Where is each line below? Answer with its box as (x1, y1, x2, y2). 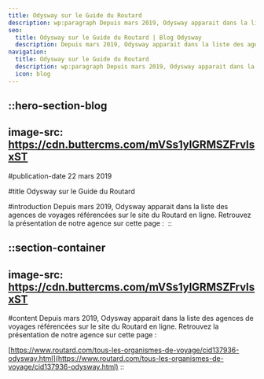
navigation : (8, 48, 47, 56)
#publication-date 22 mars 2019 (8, 171, 112, 181)
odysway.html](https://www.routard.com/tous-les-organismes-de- (8, 354, 224, 363)
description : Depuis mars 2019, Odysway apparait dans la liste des (15, 41, 244, 49)
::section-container (8, 241, 106, 255)
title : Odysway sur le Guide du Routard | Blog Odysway (15, 33, 202, 42)
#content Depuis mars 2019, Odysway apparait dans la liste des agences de (8, 314, 254, 323)
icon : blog (15, 70, 51, 78)
